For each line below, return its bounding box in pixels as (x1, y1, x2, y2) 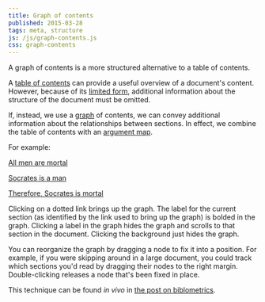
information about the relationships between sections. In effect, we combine (8, 119, 257, 128)
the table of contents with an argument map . (8, 128, 153, 137)
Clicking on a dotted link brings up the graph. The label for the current (8, 204, 237, 214)
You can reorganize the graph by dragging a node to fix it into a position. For (8, 245, 257, 254)
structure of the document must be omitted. (8, 95, 151, 105)
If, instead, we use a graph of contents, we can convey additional (8, 110, 221, 120)
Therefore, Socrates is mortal (8, 189, 104, 198)
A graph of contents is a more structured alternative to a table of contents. (8, 63, 251, 72)
